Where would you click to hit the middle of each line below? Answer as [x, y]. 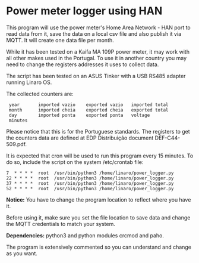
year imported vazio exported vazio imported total [89, 105]
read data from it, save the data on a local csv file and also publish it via [94, 33]
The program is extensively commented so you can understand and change [99, 247]
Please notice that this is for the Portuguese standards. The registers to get [98, 131]
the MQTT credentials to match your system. [61, 224]
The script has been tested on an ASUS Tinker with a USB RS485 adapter [96, 76]
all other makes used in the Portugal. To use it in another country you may [97, 58]
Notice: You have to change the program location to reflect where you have [99, 199]
